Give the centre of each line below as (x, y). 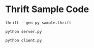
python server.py (24, 31)
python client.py (24, 40)
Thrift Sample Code (47, 9)
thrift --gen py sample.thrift (38, 23)
